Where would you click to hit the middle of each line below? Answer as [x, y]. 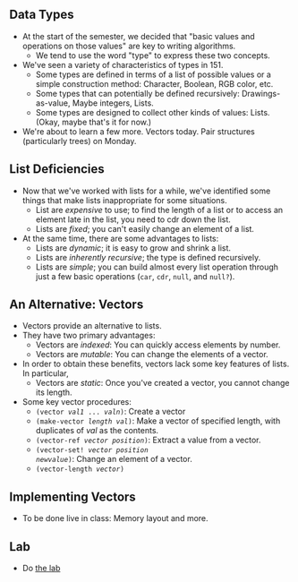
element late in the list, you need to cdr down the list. [133, 219]
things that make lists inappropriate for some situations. [124, 200]
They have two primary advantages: [89, 336]
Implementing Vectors [72, 496]
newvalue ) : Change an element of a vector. [114, 459]
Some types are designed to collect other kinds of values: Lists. [153, 112]
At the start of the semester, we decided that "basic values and [138, 36]
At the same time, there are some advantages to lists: [120, 238]
